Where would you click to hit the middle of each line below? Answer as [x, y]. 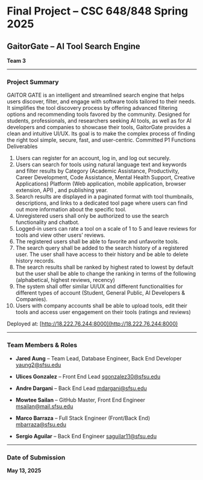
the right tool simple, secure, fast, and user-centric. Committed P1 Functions [101, 140]
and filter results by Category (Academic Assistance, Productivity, [97, 171]
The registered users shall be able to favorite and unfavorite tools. [97, 242]
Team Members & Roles [42, 345]
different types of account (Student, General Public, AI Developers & [100, 293]
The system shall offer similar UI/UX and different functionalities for [99, 286]
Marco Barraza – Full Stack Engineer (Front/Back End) [83, 418]
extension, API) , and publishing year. [62, 190]
